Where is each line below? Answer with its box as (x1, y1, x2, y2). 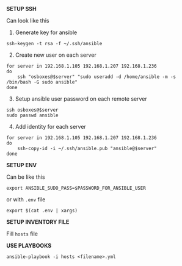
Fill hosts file (6, 230, 38, 237)
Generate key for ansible (15, 29, 78, 36)
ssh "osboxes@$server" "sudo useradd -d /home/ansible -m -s (17, 74, 176, 80)
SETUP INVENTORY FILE (6, 218, 70, 225)
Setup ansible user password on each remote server (15, 95, 148, 102)
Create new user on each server (15, 51, 96, 59)
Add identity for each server (15, 123, 87, 130)
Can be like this (6, 173, 45, 181)
